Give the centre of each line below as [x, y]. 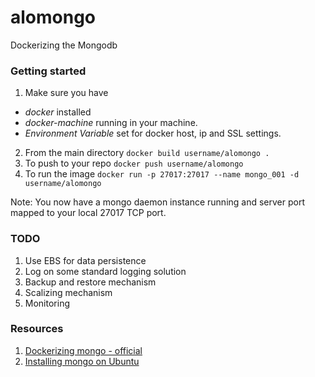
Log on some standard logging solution [105, 271]
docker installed [58, 112]
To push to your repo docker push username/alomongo [134, 163]
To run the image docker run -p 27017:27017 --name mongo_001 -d [162, 174]
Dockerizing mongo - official [83, 350]
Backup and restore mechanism [90, 282]
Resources [37, 329]
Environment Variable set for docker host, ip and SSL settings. [153, 133]
